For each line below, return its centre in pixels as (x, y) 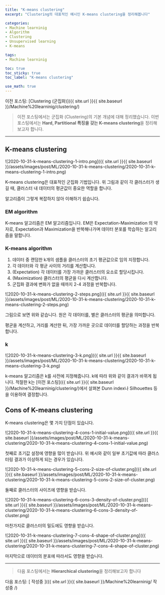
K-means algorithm (29, 248)
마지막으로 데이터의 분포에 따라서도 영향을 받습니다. (54, 556)
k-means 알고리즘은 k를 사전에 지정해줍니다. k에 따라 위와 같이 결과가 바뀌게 (78, 376)
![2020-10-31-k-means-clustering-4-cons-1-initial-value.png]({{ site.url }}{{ (82, 432)
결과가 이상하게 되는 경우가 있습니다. (49, 459)
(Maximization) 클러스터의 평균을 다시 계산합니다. (60, 278)
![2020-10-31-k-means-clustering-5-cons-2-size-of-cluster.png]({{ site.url (81, 469)
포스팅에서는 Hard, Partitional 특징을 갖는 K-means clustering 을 (81, 123)
